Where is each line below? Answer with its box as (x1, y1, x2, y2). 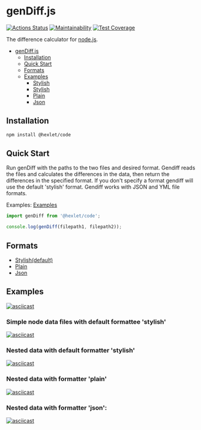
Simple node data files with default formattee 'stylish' (6, 317, 166, 326)
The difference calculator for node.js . (6, 35, 98, 43)
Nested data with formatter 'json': (6, 404, 107, 412)
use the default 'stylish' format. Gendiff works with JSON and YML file (6, 183, 180, 190)
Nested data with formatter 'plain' (6, 375, 107, 383)
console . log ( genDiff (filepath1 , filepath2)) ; (6, 224, 122, 230)
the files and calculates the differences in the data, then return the (6, 171, 170, 178)
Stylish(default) (14, 256, 53, 264)
